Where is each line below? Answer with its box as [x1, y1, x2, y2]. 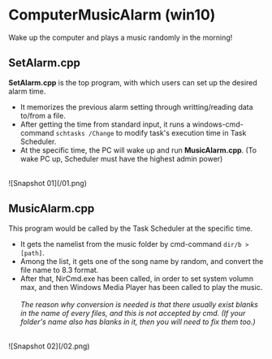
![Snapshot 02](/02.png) [8, 341, 90, 351]
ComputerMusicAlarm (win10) [8, 6, 216, 24]
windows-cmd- [192, 119, 244, 129]
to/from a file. [19, 110, 67, 120]
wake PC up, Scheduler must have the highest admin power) [19, 154, 223, 163]
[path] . [19, 248, 45, 257]
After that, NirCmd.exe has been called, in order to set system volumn [19, 274, 254, 283]
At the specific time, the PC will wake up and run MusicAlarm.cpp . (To [19, 145, 257, 155]
